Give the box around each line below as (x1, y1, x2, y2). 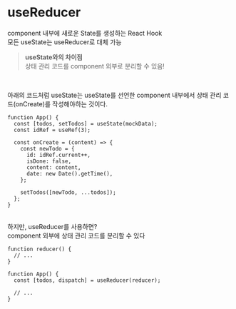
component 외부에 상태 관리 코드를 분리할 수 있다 (7, 231, 145, 240)
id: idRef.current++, (26, 151, 91, 158)
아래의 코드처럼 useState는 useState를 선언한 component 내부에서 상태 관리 (7, 91, 222, 99)
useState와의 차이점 (24, 53, 83, 61)
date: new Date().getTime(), (26, 170, 113, 177)
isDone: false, (26, 158, 72, 165)
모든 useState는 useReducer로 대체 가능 (7, 37, 122, 46)
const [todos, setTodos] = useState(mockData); (14, 120, 158, 127)
